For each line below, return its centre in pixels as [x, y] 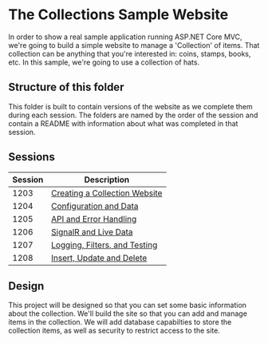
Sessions [32, 157]
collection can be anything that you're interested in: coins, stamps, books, [130, 53]
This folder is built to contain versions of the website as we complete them [130, 106]
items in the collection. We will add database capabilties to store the [120, 322]
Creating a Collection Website [107, 193]
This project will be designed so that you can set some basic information [128, 306]
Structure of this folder [66, 87]
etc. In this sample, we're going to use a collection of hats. [104, 62]
